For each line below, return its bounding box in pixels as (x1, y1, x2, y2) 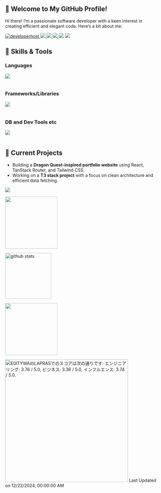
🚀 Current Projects (5, 149, 63, 157)
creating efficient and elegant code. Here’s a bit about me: (5, 23, 123, 29)
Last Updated (129, 477, 157, 483)
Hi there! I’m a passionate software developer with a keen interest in (5, 18, 142, 24)
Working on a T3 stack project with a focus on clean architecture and (12, 172, 154, 178)
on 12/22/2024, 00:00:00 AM (5, 482, 64, 488)
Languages (5, 62, 33, 69)
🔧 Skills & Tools (5, 48, 53, 56)
